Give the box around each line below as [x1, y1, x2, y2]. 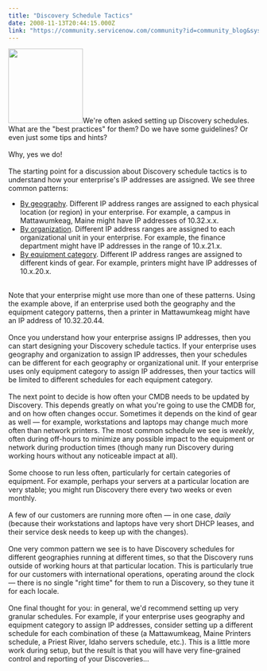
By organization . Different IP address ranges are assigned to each [19, 224, 236, 234]
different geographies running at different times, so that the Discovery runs [8, 552, 254, 562]
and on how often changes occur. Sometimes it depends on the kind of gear [8, 409, 257, 419]
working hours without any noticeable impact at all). [8, 451, 178, 461]
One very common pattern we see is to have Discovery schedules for [8, 544, 235, 554]
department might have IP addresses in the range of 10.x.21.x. [19, 241, 222, 251]
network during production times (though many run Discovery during [8, 443, 234, 452]
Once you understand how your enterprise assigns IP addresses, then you [8, 333, 252, 342]
